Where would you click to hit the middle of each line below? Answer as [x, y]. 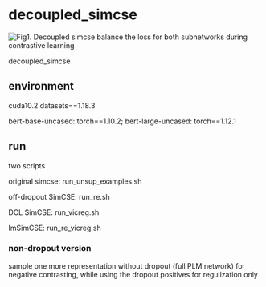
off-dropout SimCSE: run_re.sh [59, 196]
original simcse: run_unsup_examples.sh [75, 181]
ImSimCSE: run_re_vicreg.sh [55, 228]
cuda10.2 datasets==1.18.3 [52, 105]
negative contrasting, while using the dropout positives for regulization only [133, 274]
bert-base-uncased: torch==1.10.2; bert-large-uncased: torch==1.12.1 [123, 121]
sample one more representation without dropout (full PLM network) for [127, 265]
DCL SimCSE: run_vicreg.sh [54, 212]
